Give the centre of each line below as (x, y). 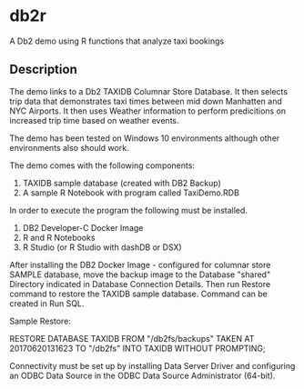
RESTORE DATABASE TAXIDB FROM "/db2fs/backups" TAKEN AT (132, 338)
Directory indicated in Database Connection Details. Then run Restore (140, 284)
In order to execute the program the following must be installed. (129, 210)
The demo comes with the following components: (102, 165)
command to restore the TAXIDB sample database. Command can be (139, 294)
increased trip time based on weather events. (94, 120)
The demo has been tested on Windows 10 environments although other (145, 138)
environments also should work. (69, 147)
